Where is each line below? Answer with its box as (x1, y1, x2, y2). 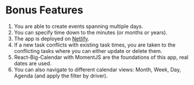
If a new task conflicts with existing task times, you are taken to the (13, 41, 176, 48)
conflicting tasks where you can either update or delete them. (13, 47, 162, 54)
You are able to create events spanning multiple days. (13, 23, 144, 30)
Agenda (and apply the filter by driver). (13, 72, 108, 79)
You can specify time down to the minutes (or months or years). (13, 29, 168, 36)
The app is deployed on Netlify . (13, 35, 90, 42)
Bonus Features (5, 3, 84, 17)
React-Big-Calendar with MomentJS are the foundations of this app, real (13, 54, 189, 61)
